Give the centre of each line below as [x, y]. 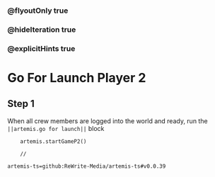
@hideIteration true [42, 29]
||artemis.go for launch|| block [56, 128]
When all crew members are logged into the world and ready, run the [107, 121]
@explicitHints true [41, 48]
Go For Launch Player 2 [77, 78]
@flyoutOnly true [38, 11]
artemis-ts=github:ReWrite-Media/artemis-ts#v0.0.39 [87, 166]
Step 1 [21, 104]
